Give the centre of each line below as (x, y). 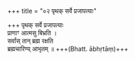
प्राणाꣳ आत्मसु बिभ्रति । (32, 33)
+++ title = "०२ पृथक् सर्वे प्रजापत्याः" (52, 11)
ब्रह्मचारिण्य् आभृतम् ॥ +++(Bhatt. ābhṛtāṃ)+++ (68, 49)
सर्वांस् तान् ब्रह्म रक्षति (30, 41)
